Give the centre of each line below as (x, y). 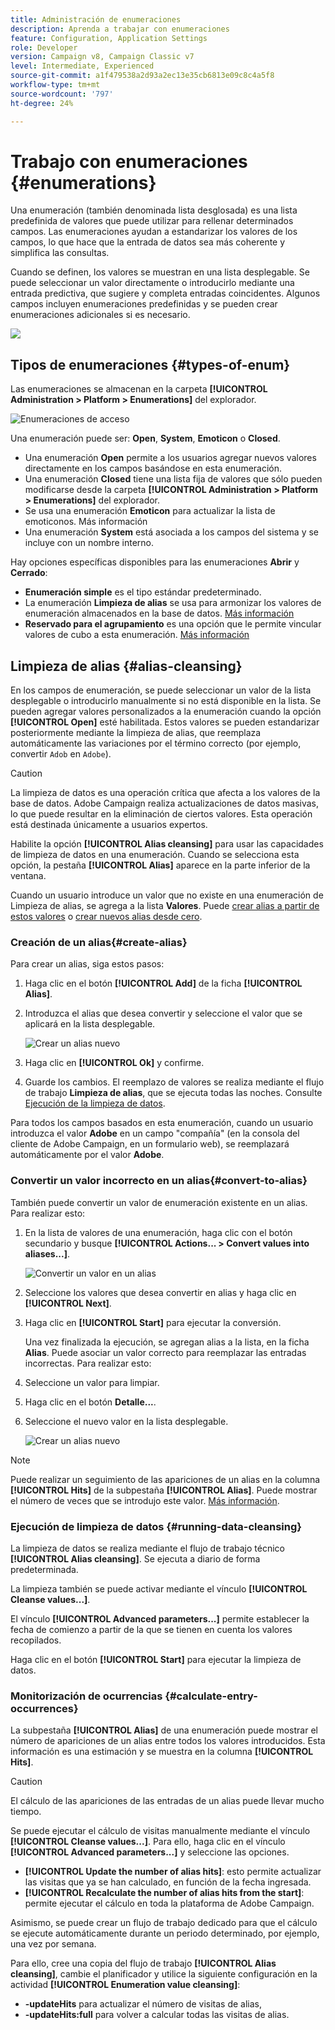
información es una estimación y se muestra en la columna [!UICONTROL (162, 1752)
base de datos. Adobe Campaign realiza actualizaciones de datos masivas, (165, 803)
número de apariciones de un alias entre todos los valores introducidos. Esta (168, 1741)
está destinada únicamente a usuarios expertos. (109, 825)
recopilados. (36, 1640)
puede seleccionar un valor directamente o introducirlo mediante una (152, 283)
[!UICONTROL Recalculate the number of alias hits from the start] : (164, 1893)
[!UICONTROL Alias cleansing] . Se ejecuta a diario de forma (135, 1558)
